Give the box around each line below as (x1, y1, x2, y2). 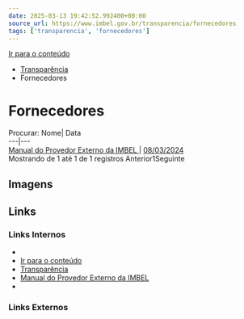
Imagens (8, 177, 53, 191)
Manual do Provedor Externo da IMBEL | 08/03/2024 (8, 145, 184, 155)
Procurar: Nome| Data (8, 128, 82, 138)
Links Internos (8, 229, 66, 241)
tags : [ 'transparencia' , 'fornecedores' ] (8, 27, 150, 35)
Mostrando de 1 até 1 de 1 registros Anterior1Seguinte (8, 154, 185, 164)
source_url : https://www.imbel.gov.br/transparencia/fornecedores (8, 19, 237, 27)
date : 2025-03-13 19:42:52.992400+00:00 (8, 11, 147, 20)
